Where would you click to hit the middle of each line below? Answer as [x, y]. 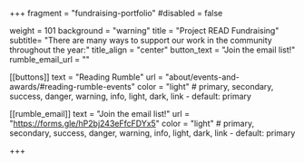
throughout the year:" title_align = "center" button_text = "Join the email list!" [152, 50]
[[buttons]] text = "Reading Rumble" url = [86, 77]
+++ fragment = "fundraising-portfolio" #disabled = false [116, 13]
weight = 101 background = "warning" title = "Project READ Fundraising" [144, 30]
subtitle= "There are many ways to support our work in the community [141, 40]
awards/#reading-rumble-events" [73, 86]
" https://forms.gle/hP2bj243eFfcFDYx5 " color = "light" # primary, [132, 123]
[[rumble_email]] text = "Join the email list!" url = [100, 114]
